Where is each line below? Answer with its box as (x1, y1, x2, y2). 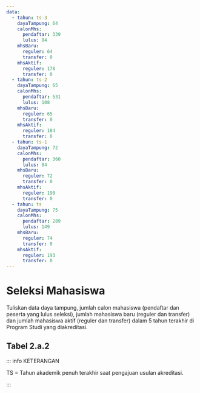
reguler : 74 (22, 235, 53, 241)
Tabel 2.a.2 (6, 341, 50, 352)
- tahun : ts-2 (12, 77, 47, 83)
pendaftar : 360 (22, 156, 61, 162)
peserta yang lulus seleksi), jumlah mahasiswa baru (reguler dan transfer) (6, 311, 190, 318)
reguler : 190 (22, 190, 56, 196)
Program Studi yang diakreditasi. (6, 324, 88, 331)
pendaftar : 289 (22, 218, 61, 224)
